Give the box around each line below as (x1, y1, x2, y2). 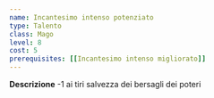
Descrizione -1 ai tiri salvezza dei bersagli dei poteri (9, 79, 201, 89)
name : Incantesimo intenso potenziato (9, 12, 154, 22)
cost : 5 (9, 46, 39, 55)
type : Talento (9, 21, 63, 30)
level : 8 (9, 37, 42, 47)
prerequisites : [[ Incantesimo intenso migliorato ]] (9, 54, 206, 63)
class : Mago (9, 29, 54, 38)
